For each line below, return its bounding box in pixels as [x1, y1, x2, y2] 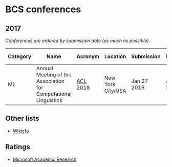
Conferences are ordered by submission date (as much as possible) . [5, 37, 150, 44]
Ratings [5, 142, 31, 152]
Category [8, 53, 32, 60]
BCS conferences [5, 4, 81, 15]
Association [36, 78, 65, 85]
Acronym [76, 53, 100, 60]
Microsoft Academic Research [12, 156, 77, 162]
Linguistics [36, 97, 62, 103]
